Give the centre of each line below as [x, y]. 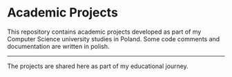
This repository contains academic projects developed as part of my [104, 32]
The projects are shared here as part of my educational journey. [98, 66]
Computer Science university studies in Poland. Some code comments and [114, 38]
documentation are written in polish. [58, 46]
